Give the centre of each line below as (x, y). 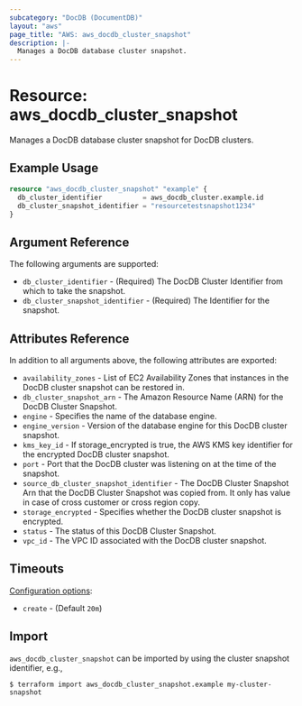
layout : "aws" (36, 26)
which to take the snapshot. (74, 291)
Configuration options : (51, 591)
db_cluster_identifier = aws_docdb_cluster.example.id (141, 197)
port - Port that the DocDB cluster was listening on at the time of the (149, 464)
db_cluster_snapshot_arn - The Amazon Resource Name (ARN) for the (153, 397)
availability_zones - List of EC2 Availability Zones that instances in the (156, 378)
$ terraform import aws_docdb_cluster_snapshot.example (116, 684)
